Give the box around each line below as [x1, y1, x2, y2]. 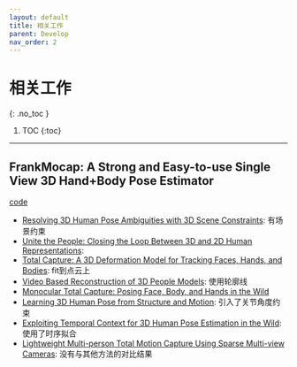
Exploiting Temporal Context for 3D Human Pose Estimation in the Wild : [21, 317, 282, 328]
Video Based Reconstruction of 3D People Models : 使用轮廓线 [21, 276, 247, 287]
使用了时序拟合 [21, 328, 77, 339]
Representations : [21, 245, 84, 256]
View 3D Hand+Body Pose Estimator [9, 173, 215, 188]
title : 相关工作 [9, 21, 64, 30]
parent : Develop [9, 29, 69, 38]
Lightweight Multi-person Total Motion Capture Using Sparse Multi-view [21, 338, 286, 348]
